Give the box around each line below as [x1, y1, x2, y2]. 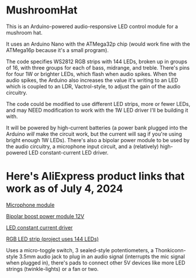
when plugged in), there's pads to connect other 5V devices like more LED [6, 259, 185, 266]
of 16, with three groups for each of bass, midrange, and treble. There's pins [6, 64, 190, 71]
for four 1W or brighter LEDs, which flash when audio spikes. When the [6, 70, 177, 77]
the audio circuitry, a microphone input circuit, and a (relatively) [6, 143, 159, 150]
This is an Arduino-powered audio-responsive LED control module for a [6, 23, 178, 30]
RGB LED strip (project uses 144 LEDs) [6, 235, 99, 242]
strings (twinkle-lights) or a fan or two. [6, 265, 99, 272]
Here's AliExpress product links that [6, 170, 185, 183]
